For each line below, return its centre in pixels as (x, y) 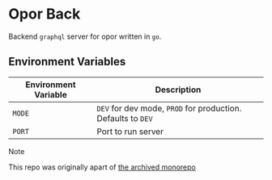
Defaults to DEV (125, 118)
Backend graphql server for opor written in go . (85, 36)
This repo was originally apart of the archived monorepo (102, 167)
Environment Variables (67, 62)
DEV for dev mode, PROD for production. (169, 108)
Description (178, 90)
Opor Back (45, 14)
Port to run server (130, 132)
